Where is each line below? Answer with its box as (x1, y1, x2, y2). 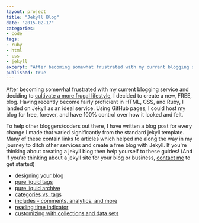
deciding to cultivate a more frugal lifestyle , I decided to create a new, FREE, (6, 92, 192, 99)
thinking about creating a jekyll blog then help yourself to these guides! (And (6, 148, 192, 155)
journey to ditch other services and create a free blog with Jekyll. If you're (6, 142, 187, 149)
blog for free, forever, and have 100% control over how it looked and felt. (6, 111, 184, 118)
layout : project (6, 8, 46, 15)
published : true (6, 70, 46, 76)
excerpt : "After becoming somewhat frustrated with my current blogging (6, 64, 190, 70)
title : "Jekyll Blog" (6, 14, 60, 20)
